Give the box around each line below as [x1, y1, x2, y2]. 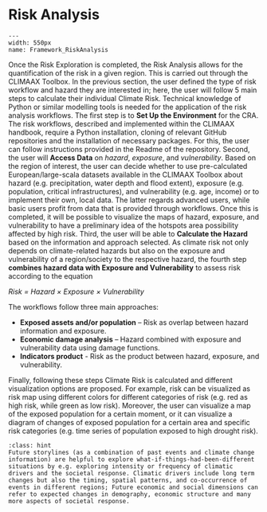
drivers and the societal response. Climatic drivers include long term [8, 469, 255, 477]
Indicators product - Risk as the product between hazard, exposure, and [19, 351, 260, 361]
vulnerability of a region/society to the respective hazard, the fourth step [8, 254, 247, 264]
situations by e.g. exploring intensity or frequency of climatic [8, 462, 234, 471]
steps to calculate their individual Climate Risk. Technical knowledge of [8, 93, 241, 103]
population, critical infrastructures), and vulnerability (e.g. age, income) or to [8, 186, 260, 196]
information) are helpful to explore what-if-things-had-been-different [8, 455, 255, 463]
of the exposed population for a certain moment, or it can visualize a [8, 408, 233, 419]
